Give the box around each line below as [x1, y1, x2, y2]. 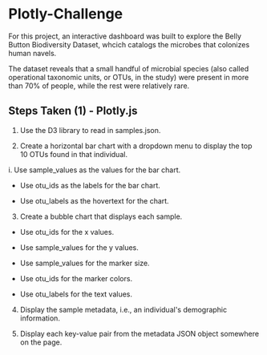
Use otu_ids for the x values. [19, 227, 115, 236]
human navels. [8, 48, 57, 58]
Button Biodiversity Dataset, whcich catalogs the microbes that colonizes [8, 39, 250, 49]
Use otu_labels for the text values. [19, 289, 133, 299]
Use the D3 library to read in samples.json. [19, 125, 161, 135]
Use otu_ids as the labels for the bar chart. [19, 180, 160, 190]
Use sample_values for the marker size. [19, 258, 150, 268]
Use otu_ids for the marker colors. [19, 273, 133, 283]
